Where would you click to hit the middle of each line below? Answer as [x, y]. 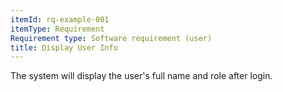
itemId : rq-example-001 [60, 19]
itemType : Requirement [57, 29]
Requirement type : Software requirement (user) [111, 38]
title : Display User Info [64, 47]
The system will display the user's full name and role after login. [141, 76]
